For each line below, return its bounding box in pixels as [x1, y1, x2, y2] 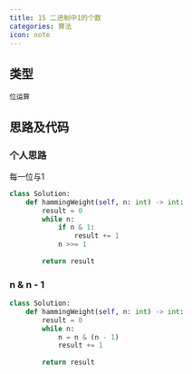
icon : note [9, 30, 51, 39]
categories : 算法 [9, 22, 72, 31]
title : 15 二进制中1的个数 [9, 13, 101, 23]
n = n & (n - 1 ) [57, 332, 120, 341]
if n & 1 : [57, 223, 95, 232]
